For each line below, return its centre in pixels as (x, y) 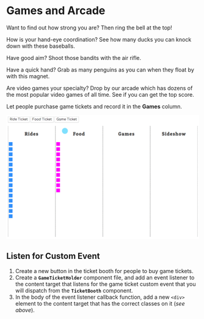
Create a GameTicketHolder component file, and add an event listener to (105, 277)
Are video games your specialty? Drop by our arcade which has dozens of (100, 88)
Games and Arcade (56, 11)
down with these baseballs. (41, 46)
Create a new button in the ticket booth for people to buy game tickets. (104, 271)
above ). (25, 310)
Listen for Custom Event (53, 256)
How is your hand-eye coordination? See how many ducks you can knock (99, 39)
